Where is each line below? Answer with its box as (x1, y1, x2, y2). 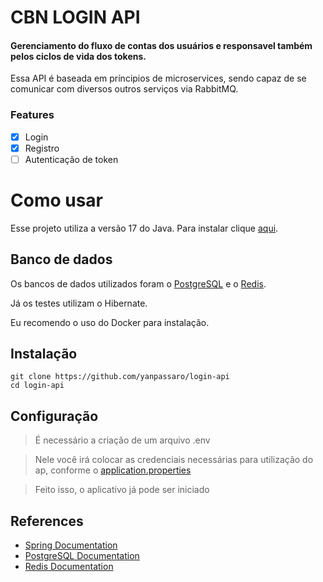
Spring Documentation (24, 539, 118, 551)
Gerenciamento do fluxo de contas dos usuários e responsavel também (10, 39, 313, 51)
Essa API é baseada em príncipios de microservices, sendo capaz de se (10, 72, 307, 85)
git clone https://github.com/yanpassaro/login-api (10, 372, 230, 382)
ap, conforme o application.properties (34, 464, 192, 476)
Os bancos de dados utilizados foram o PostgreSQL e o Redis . (10, 277, 267, 290)
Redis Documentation (24, 561, 114, 573)
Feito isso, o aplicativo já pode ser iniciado (34, 484, 210, 496)
